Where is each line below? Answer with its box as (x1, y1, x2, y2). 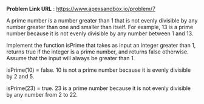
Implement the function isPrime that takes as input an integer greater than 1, (6, 42, 196, 49)
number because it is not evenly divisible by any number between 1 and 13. (6, 30, 194, 37)
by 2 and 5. (6, 73, 35, 80)
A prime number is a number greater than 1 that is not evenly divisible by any (6, 17, 198, 24)
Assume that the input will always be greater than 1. (6, 55, 135, 61)
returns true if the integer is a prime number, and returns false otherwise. (6, 48, 189, 55)
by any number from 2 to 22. (6, 91, 78, 98)
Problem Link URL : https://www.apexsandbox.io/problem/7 (6, 5, 156, 12)
